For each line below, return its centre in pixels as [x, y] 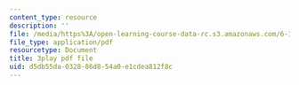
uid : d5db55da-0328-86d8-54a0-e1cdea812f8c [91, 67]
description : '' [39, 26]
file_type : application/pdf [61, 42]
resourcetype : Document [53, 50]
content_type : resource [53, 17]
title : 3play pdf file [51, 58]
